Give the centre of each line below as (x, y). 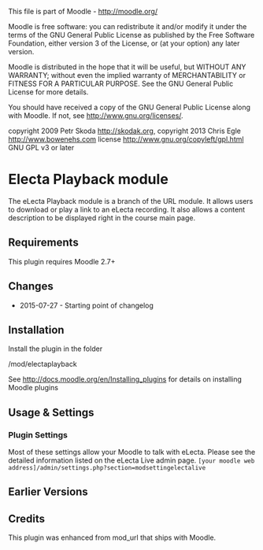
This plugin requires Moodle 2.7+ (62, 261)
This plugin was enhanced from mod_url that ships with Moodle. (112, 537)
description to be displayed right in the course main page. (102, 218)
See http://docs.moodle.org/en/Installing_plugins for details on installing (125, 379)
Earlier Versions (48, 492)
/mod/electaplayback (43, 364)
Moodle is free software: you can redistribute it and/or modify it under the (128, 26)
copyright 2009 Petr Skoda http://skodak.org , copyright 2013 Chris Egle (125, 131)
